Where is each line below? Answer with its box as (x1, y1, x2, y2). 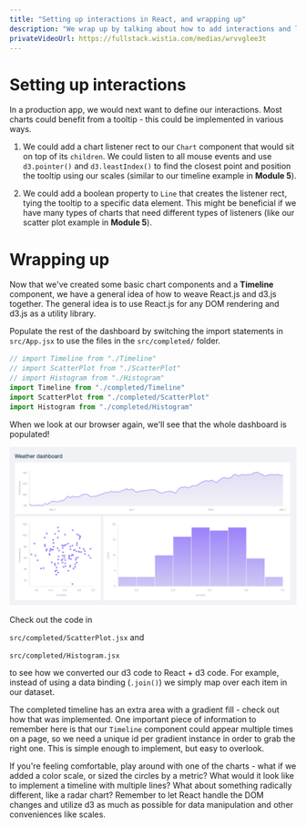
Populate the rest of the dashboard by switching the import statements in (9, 326, 284, 337)
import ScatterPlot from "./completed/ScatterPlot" (9, 393, 209, 402)
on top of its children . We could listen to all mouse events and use (22, 151, 272, 162)
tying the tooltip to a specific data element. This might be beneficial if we (22, 198, 297, 209)
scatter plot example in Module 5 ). (22, 217, 153, 228)
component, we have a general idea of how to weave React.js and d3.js (9, 289, 277, 300)
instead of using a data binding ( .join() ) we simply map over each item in (9, 677, 288, 688)
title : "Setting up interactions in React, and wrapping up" (9, 15, 247, 24)
